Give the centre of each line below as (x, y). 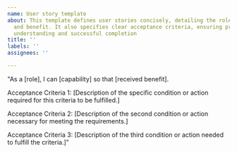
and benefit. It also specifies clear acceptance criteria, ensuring (118, 27)
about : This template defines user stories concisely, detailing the (112, 20)
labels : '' (23, 46)
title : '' (22, 40)
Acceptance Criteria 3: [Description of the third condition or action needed (116, 135)
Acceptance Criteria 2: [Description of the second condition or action (108, 114)
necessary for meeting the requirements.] (68, 121)
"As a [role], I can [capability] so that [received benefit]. (88, 79)
